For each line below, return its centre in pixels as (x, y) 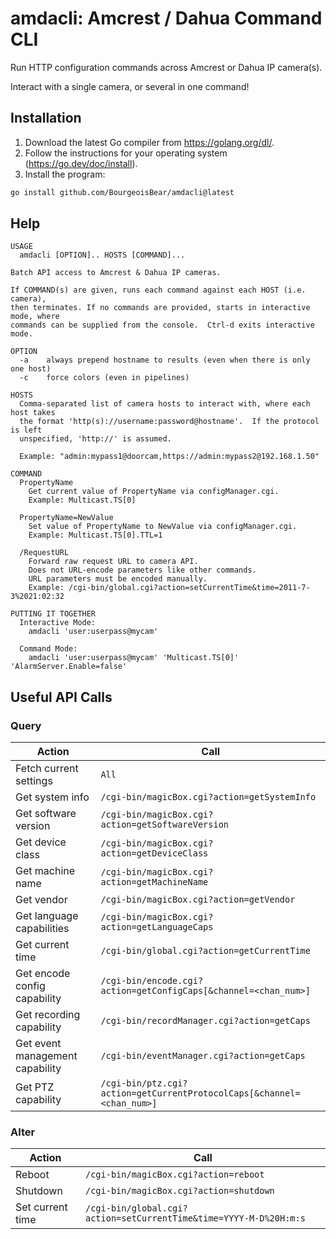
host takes (33, 413)
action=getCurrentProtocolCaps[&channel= (200, 1093)
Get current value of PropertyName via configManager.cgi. (154, 492)
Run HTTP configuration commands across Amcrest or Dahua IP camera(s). (166, 67)
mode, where (35, 317)
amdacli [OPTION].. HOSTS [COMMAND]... (102, 255)
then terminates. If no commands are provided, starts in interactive (160, 308)
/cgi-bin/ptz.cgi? (144, 1083)
